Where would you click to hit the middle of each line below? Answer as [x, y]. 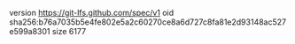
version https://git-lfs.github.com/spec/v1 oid [92, 13]
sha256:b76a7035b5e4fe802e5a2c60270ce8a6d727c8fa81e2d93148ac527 [147, 22]
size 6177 [69, 31]
